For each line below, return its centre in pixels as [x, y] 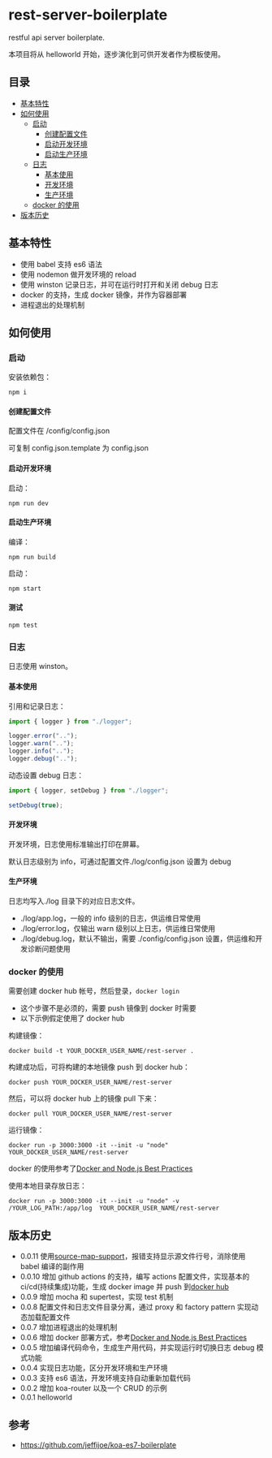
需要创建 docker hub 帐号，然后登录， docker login [94, 991]
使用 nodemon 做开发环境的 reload [78, 274]
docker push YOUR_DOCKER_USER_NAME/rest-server [91, 1083]
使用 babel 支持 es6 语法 [61, 264]
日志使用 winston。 [41, 666]
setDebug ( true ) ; [36, 805]
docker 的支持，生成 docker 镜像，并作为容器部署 [104, 295]
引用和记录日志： [37, 706]
